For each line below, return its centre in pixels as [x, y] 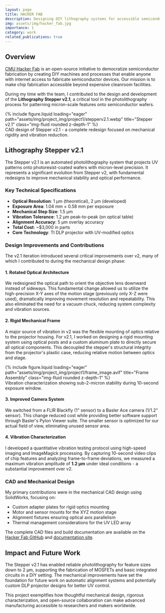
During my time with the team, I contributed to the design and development [81, 94]
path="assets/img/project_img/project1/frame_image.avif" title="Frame [77, 372]
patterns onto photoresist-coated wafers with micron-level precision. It [77, 167]
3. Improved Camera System [35, 399]
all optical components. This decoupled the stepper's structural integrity [78, 347]
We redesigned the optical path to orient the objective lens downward [76, 283]
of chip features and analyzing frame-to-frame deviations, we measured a [80, 458]
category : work [21, 32]
